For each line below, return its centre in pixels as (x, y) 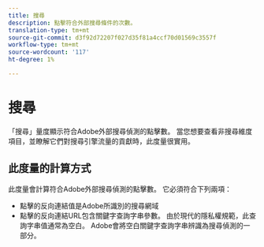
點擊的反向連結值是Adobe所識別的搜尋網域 (89, 205)
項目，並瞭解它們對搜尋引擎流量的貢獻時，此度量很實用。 (101, 141)
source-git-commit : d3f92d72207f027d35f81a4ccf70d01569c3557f (112, 37)
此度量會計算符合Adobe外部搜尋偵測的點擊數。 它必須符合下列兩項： (120, 189)
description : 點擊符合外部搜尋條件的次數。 (72, 23)
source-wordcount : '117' (49, 52)
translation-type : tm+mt (49, 30)
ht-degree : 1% (32, 60)
